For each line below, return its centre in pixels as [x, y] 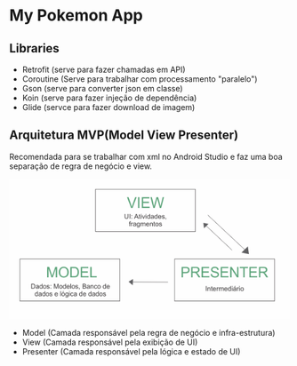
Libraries [34, 48]
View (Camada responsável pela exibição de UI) [110, 342]
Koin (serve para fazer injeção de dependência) [109, 98]
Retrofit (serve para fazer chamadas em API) [104, 69]
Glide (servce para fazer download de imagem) [108, 107]
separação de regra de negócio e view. [81, 166]
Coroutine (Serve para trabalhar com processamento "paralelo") [140, 79]
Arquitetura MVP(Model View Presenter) [124, 135]
